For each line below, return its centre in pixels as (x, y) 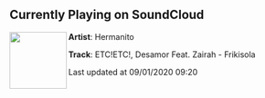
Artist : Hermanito (101, 36)
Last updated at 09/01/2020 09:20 (133, 72)
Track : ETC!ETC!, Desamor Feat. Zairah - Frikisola (162, 54)
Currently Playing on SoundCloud (107, 15)
